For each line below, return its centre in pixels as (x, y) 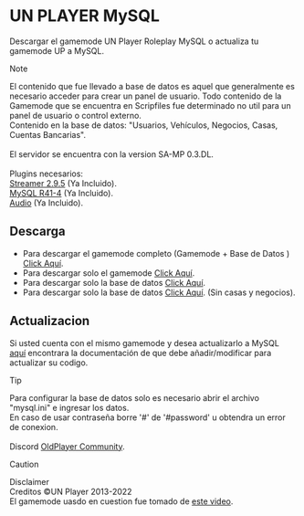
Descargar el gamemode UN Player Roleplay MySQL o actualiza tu (134, 41)
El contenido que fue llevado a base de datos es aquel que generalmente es (152, 86)
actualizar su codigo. (49, 363)
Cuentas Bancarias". (48, 134)
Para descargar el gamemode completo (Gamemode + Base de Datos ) (156, 253)
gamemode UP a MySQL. (57, 50)
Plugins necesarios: (47, 174)
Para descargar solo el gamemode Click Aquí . (109, 273)
